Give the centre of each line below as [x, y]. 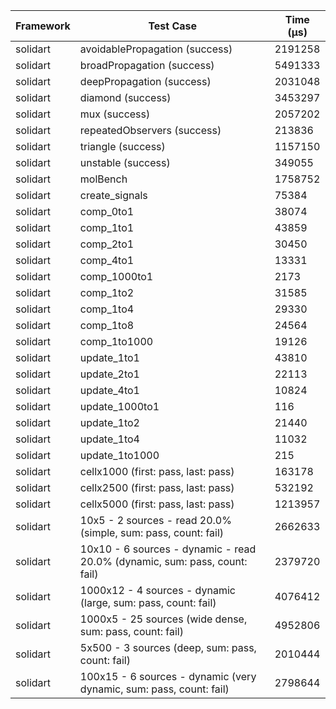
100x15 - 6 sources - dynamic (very [168, 676]
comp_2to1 [107, 244]
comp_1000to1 [116, 276]
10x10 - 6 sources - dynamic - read [168, 549]
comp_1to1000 [116, 341]
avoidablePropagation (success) [156, 49]
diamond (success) [125, 97]
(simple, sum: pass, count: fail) [152, 532]
